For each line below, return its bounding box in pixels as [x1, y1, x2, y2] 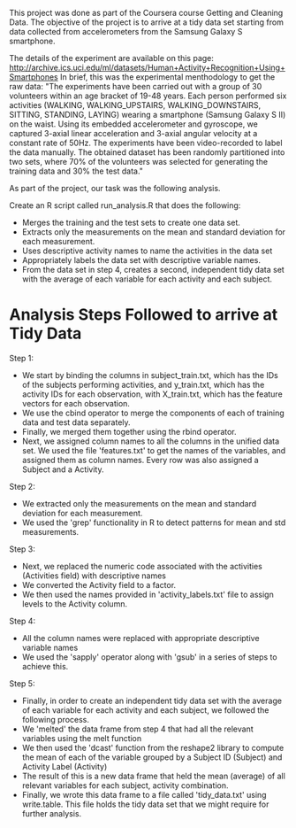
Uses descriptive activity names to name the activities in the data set [21, 245, 273, 256]
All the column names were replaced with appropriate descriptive [21, 632, 260, 643]
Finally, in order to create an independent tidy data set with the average [21, 695, 283, 706]
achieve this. [21, 661, 69, 671]
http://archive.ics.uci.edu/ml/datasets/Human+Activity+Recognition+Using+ [9, 62, 285, 73]
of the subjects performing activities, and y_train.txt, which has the [21, 379, 265, 390]
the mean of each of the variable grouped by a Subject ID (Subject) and [21, 752, 283, 762]
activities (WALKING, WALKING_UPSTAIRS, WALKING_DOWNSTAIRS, [9, 100, 262, 110]
